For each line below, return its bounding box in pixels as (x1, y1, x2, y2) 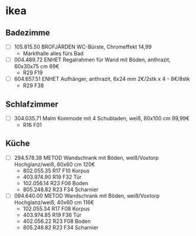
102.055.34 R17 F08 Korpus (22, 205, 90, 212)
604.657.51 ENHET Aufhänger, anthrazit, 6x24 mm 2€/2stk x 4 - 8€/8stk (14, 76, 190, 83)
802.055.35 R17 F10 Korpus (22, 167, 90, 174)
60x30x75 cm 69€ (14, 63, 60, 70)
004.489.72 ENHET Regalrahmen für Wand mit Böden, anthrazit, (14, 56, 171, 63)
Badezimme (5, 28, 50, 38)
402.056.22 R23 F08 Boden (22, 218, 91, 225)
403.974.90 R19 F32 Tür (22, 173, 82, 181)
